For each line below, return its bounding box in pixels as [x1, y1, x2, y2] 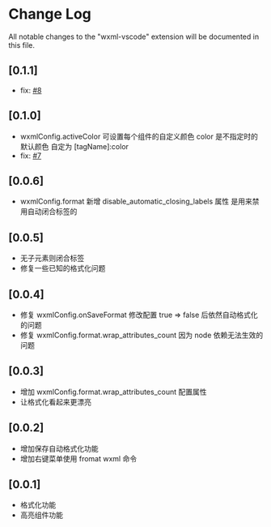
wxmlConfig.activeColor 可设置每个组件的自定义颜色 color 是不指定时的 [19, 131, 259, 141]
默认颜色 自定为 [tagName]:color [19, 141, 129, 151]
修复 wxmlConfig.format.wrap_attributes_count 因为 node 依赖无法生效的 [19, 330, 264, 340]
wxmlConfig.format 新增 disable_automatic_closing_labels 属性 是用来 [19, 196, 252, 207]
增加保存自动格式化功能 [19, 443, 99, 453]
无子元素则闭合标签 [19, 253, 85, 263]
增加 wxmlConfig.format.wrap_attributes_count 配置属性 [19, 387, 208, 396]
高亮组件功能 [19, 510, 63, 520]
